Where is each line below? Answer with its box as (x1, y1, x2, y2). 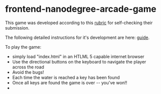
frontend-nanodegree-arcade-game (5, 3, 157, 15)
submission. (5, 25, 29, 31)
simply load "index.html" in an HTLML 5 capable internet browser (12, 53, 145, 60)
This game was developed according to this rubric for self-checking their (5, 20, 153, 26)
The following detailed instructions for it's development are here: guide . (5, 34, 150, 40)
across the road (12, 64, 44, 70)
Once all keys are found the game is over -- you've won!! (12, 80, 128, 86)
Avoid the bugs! (12, 69, 44, 75)
